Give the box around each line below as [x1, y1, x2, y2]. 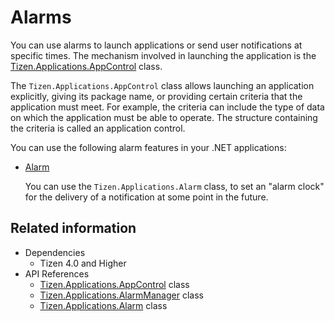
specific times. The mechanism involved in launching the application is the [10, 49, 317, 61]
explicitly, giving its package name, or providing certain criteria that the [10, 90, 303, 102]
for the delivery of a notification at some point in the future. [24, 191, 269, 203]
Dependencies [24, 246, 86, 258]
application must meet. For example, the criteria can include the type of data [10, 101, 325, 113]
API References [24, 267, 90, 280]
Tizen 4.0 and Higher [39, 257, 127, 269]
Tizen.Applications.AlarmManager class [39, 289, 204, 301]
